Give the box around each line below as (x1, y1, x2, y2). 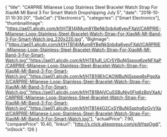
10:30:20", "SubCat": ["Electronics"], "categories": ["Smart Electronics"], (10, 15, 161, 20)
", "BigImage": (81, 36, 110, 42)
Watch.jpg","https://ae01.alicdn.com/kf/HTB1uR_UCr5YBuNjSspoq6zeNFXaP (5, 57, 162, 63)
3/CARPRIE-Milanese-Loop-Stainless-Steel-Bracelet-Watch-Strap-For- (5, 78, 151, 84)
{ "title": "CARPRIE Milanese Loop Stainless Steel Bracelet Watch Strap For (5, 4, 158, 10)
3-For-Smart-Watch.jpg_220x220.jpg (5, 36, 81, 42)
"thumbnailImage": (5, 20, 44, 26)
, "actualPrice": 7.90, (92, 116, 135, 121)
